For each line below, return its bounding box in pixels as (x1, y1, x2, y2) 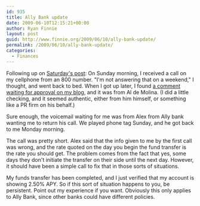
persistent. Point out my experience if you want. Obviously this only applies (6, 186, 191, 194)
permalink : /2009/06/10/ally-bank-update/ (6, 42, 113, 48)
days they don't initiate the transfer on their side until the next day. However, (6, 156, 194, 163)
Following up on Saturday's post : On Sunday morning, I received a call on (6, 69, 187, 76)
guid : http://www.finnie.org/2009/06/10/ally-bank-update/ (6, 36, 156, 42)
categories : (6, 48, 36, 54)
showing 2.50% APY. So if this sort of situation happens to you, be (6, 180, 170, 187)
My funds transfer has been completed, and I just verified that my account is (6, 174, 195, 181)
